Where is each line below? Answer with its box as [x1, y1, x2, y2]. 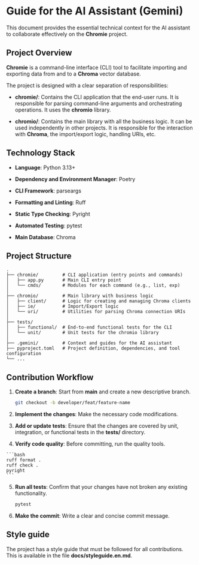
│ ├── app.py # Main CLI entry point [6, 277, 121, 283]
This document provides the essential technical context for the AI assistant [6, 24, 190, 31]
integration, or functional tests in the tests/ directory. [14, 429, 146, 436]
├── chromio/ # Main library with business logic [6, 293, 154, 299]
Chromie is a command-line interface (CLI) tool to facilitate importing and [6, 64, 187, 71]
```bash [6, 452, 26, 458]
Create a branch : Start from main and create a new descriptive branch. [14, 388, 191, 395]
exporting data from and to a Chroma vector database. [6, 70, 142, 77]
